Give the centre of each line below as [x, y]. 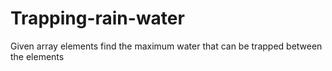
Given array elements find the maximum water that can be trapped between [166, 46]
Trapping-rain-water [97, 18]
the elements [37, 56]
